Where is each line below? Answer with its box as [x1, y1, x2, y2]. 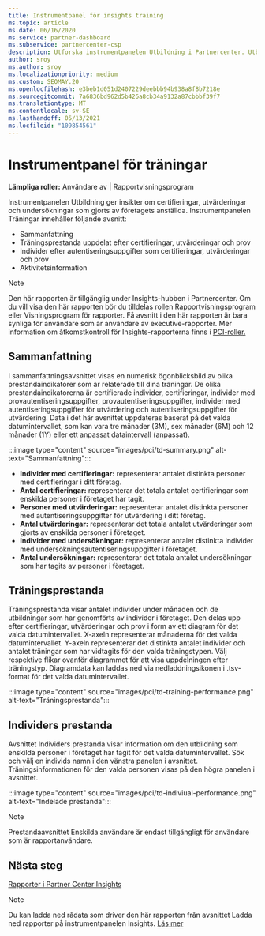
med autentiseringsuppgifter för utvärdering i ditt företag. [19, 510, 207, 520]
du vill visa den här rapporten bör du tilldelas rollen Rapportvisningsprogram [8, 302, 256, 311]
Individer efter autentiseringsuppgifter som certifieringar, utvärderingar [19, 246, 251, 255]
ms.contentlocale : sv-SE [8, 107, 90, 115]
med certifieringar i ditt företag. [19, 477, 122, 487]
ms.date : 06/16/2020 [8, 26, 77, 34]
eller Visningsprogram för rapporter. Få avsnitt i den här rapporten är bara [8, 310, 248, 320]
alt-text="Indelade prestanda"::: [8, 797, 112, 806]
